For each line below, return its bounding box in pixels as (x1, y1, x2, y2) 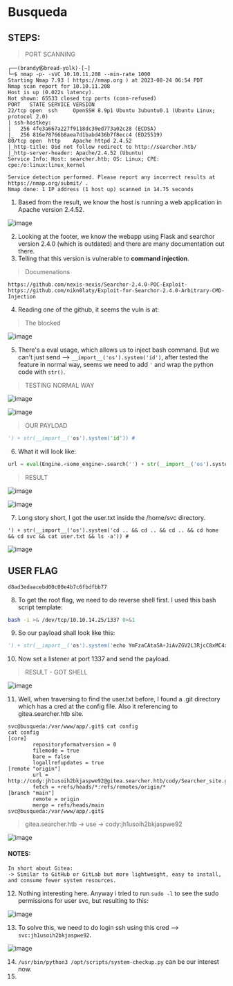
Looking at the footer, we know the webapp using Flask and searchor (17, 233, 215, 240)
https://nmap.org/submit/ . (8, 180, 89, 187)
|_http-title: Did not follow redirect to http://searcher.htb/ (8, 143, 197, 150)
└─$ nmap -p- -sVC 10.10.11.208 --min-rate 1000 (8, 71, 151, 78)
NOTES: (8, 849, 31, 857)
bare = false (32, 753, 71, 760)
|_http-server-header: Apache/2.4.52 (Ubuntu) (8, 150, 145, 156)
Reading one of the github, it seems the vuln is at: (17, 305, 160, 314)
